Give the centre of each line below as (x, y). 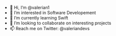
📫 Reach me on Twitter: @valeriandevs (49, 28)
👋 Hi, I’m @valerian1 (30, 8)
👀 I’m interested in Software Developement (53, 13)
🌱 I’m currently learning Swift (39, 18)
